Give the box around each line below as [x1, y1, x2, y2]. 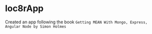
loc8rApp [5, 3, 44, 14]
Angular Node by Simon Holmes [5, 24, 67, 29]
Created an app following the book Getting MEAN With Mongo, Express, [5, 19, 148, 25]
